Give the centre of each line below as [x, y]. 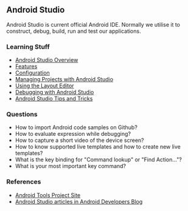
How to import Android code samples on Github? [76, 127]
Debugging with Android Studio [54, 92]
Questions [22, 115]
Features [26, 67]
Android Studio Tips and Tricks [54, 99]
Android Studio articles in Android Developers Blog [79, 201]
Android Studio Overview [47, 60]
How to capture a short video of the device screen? [79, 140]
